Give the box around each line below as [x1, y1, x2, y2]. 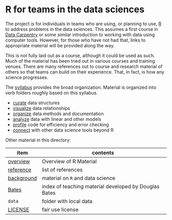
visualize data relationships [12, 105, 70, 111]
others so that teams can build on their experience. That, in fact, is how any [5, 68, 165, 75]
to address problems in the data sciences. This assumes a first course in [5, 26, 158, 32]
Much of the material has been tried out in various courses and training [5, 58, 155, 64]
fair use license [41, 206, 79, 213]
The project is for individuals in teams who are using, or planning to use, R [5, 21, 162, 27]
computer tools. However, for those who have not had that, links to [5, 37, 146, 43]
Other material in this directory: [5, 137, 71, 143]
